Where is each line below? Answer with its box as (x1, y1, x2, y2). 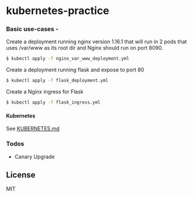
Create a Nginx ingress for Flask (6, 88, 84, 95)
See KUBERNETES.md (6, 125, 60, 132)
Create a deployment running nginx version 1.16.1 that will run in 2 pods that (6, 38, 187, 45)
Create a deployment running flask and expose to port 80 (6, 66, 144, 74)
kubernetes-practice (6, 4, 109, 18)
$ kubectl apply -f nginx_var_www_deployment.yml (6, 56, 130, 62)
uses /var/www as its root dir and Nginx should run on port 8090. (6, 44, 164, 51)
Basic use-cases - (6, 25, 59, 33)
